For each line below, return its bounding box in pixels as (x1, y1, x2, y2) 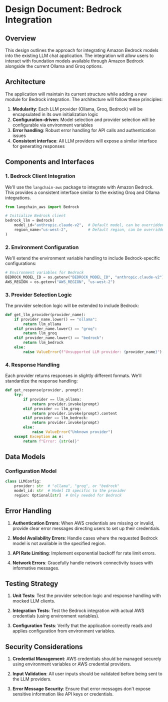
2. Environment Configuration (5, 243, 79, 250)
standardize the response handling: (5, 378, 78, 384)
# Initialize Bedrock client (5, 213, 66, 218)
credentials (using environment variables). (12, 613, 99, 619)
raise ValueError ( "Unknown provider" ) (31, 429, 113, 434)
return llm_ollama (23, 321, 61, 326)
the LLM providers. (12, 676, 51, 682)
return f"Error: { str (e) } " (23, 438, 79, 443)
